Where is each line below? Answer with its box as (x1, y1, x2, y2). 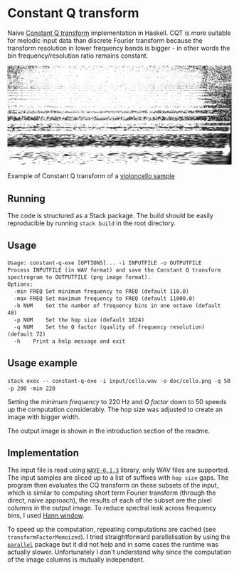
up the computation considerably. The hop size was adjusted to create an (7, 405, 223, 413)
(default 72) (7, 330, 46, 338)
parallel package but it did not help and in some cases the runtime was (7, 540, 219, 549)
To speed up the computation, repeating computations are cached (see (7, 525, 216, 534)
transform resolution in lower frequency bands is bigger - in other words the (7, 43, 230, 52)
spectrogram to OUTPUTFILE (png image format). (7, 273, 152, 281)
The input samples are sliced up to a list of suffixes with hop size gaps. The (7, 473, 229, 482)
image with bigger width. (7, 412, 80, 421)
